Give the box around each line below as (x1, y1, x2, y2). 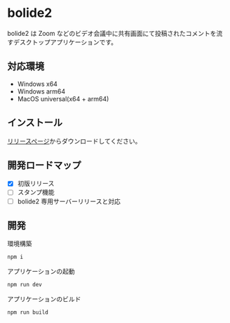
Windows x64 (17, 80, 58, 88)
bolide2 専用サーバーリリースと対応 (17, 197, 121, 205)
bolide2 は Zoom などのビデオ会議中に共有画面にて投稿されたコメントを (7, 29, 217, 37)
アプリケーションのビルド (7, 295, 81, 303)
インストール (7, 117, 63, 129)
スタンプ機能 (17, 188, 55, 196)
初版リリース (17, 179, 55, 188)
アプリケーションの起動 (7, 267, 75, 276)
